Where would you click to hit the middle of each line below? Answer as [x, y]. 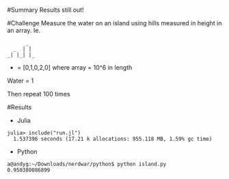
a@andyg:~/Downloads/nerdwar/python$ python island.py [87, 164]
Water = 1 [21, 81]
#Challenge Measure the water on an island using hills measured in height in [114, 23]
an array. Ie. [24, 30]
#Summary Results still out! [45, 10]
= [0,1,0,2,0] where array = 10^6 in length [75, 67]
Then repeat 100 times [39, 94]
